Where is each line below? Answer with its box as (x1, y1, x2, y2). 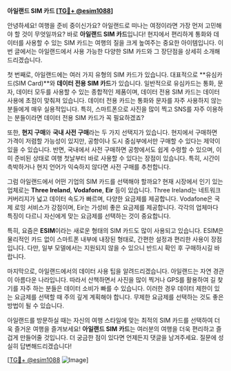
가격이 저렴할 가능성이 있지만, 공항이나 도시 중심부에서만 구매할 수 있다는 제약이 (7, 137, 221, 145)
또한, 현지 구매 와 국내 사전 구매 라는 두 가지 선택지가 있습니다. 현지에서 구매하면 (7, 128, 218, 137)
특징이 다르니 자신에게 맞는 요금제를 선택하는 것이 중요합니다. (7, 212, 171, 220)
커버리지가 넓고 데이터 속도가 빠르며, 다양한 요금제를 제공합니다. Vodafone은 (7, 194, 213, 203)
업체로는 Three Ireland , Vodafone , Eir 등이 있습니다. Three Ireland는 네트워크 (7, 186, 221, 194)
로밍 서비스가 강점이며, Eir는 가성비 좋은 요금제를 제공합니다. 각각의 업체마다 (14, 203, 219, 211)
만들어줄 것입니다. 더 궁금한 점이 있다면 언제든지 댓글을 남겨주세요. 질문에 (19, 334, 217, 341)
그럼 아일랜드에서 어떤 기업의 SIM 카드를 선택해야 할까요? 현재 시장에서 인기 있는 (7, 177, 223, 186)
